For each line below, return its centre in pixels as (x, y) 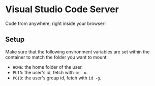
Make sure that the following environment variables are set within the (77, 51)
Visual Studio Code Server (62, 9)
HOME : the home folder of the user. (48, 67)
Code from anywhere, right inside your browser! (55, 23)
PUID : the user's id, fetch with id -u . (50, 72)
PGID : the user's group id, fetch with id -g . (57, 78)
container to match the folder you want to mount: (57, 57)
